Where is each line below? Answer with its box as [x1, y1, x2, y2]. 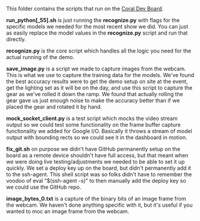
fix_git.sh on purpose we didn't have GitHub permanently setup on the [6, 146, 181, 152]
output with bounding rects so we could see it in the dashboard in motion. [6, 134, 187, 141]
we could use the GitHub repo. [6, 183, 82, 191]
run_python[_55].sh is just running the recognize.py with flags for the [6, 17, 180, 23]
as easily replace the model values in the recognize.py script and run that [6, 29, 188, 36]
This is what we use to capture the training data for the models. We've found [6, 72, 195, 78]
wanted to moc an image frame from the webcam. [6, 208, 130, 214]
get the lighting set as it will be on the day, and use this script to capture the [6, 84, 193, 91]
